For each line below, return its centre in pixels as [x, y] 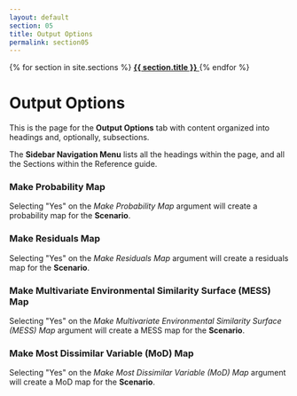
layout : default [39, 17]
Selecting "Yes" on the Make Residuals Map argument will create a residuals [149, 257]
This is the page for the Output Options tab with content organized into [140, 128]
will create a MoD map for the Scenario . [82, 382]
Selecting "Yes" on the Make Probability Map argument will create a [133, 206]
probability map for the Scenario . [70, 216]
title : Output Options [51, 34]
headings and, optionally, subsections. [79, 138]
